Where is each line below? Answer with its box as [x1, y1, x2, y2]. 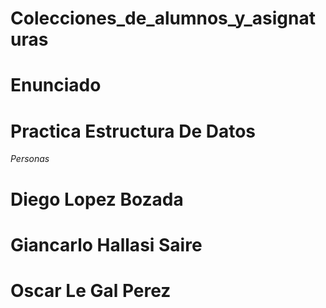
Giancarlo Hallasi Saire [10, 233, 203, 256]
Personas [10, 153, 50, 165]
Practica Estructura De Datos [10, 120, 257, 142]
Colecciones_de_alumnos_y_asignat [10, 7, 317, 30]
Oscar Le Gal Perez [10, 279, 172, 302]
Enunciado [10, 74, 102, 97]
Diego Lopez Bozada [10, 188, 184, 211]
